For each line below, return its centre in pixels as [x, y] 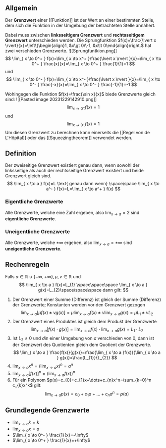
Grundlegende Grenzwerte [47, 410]
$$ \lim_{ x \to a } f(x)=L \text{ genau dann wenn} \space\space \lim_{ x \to [83, 184]
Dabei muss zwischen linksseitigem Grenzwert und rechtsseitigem [75, 35]
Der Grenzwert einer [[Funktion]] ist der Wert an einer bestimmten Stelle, [80, 20]
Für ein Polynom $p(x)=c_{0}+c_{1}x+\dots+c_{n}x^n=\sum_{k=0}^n [82, 380]
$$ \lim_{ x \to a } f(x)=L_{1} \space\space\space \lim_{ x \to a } [83, 285]
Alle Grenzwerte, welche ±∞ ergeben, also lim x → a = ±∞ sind [69, 243]
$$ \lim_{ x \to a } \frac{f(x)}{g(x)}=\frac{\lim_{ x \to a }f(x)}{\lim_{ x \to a [87, 352]
